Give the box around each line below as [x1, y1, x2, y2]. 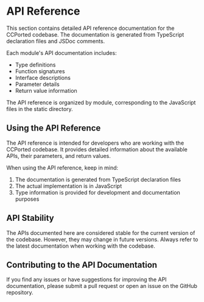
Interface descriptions [15, 74, 71, 81]
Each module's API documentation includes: [6, 49, 117, 56]
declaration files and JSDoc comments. [6, 37, 105, 45]
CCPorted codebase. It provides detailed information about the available [6, 145, 188, 153]
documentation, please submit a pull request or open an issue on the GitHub [6, 282, 198, 290]
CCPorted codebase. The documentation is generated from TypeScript [6, 31, 185, 38]
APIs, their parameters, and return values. [6, 152, 111, 159]
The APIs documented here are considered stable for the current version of [6, 229, 195, 236]
